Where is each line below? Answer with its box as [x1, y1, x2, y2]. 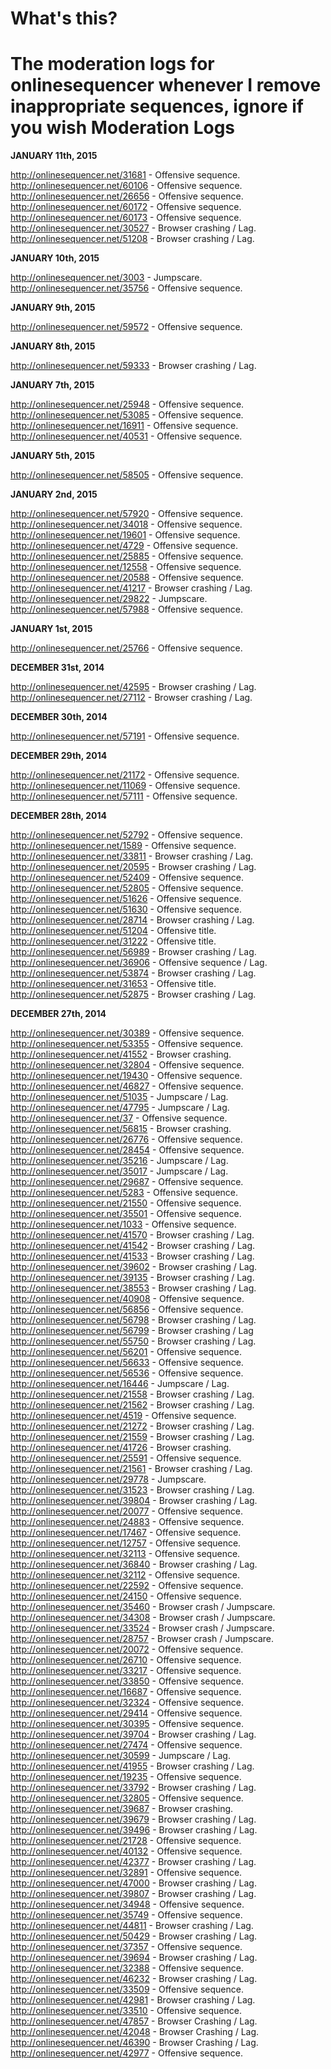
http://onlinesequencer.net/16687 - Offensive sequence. [10, 1686, 242, 1698]
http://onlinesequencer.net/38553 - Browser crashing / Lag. [10, 1282, 257, 1294]
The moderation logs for [10, 53, 215, 76]
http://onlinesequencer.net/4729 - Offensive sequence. [10, 540, 239, 552]
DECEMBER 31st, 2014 [10, 662, 105, 674]
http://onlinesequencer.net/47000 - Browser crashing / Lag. [10, 1877, 257, 1889]
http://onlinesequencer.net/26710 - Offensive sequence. [10, 1654, 242, 1666]
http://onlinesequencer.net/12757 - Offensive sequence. [10, 1537, 242, 1549]
